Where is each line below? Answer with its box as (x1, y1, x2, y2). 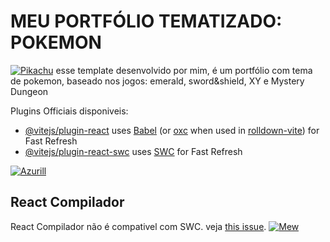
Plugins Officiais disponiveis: (10, 105, 129, 117)
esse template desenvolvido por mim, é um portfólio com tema (55, 64, 313, 76)
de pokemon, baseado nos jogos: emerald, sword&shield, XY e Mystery (10, 75, 305, 87)
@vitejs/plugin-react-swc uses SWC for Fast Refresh (24, 145, 243, 157)
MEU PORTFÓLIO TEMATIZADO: (10, 10, 283, 33)
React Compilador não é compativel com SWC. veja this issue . (10, 220, 267, 232)
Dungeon (10, 85, 49, 97)
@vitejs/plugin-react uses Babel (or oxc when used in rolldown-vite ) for (24, 124, 320, 136)
